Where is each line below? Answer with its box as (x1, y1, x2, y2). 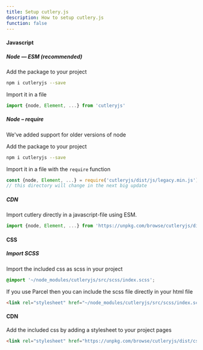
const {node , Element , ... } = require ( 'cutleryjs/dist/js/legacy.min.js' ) (6, 177, 199, 183)
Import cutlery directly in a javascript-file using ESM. (6, 211, 137, 218)
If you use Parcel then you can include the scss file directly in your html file (6, 288, 193, 295)
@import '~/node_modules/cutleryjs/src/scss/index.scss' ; (6, 277, 155, 283)
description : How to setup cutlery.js (6, 15, 104, 21)
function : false (6, 20, 47, 26)
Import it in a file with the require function (6, 165, 111, 173)
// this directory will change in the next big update (6, 183, 147, 189)
